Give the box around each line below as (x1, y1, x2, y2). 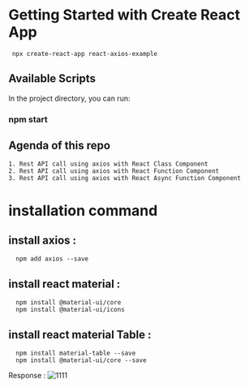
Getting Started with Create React (8, 6, 241, 24)
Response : (8, 371, 46, 381)
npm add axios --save (15, 255, 89, 263)
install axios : (8, 234, 77, 248)
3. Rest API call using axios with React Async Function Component (8, 175, 242, 183)
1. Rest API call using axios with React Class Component (8, 160, 208, 168)
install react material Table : (8, 327, 152, 342)
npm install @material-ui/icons (15, 306, 126, 314)
